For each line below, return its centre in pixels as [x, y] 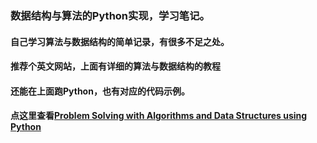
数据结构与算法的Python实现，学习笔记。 [110, 15]
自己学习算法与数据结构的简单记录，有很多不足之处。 [120, 41]
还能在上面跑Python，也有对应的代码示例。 [100, 91]
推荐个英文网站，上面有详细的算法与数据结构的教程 [115, 66]
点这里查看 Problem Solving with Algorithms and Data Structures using [159, 116]
